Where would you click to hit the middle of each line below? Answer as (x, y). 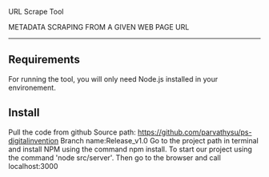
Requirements (44, 60)
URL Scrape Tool (36, 12)
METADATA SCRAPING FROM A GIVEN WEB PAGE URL (99, 27)
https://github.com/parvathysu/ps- (195, 132)
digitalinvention (33, 140)
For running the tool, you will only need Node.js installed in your (113, 78)
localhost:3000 (33, 166)
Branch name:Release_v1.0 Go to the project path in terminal (159, 140)
